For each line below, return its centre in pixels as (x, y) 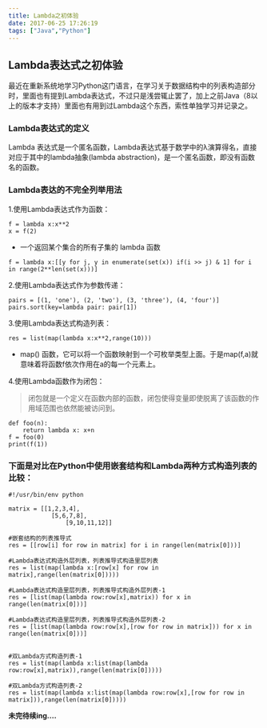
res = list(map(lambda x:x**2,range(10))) (80, 338)
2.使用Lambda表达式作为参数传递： (67, 285)
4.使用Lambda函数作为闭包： (56, 381)
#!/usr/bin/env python (46, 495)
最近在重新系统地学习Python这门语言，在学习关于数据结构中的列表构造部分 (132, 86)
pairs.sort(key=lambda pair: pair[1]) (73, 307)
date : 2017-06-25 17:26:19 (53, 23)
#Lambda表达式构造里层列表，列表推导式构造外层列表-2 (87, 620)
